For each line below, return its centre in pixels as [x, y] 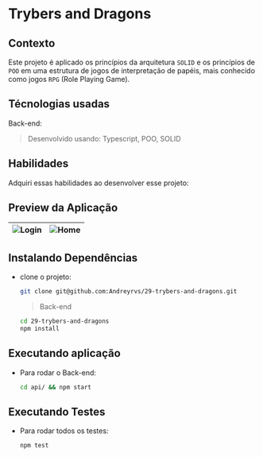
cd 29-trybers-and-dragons [64, 321]
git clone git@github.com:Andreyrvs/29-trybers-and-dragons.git [128, 292]
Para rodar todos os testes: [64, 431]
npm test [34, 446]
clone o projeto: [45, 277]
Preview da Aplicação [63, 208]
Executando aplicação [64, 353]
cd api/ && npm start [56, 387]
